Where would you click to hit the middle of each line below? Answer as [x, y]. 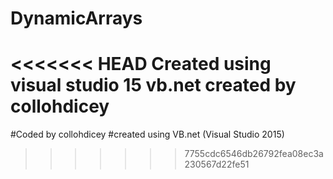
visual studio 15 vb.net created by [153, 85]
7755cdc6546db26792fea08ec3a [254, 154]
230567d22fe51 [217, 164]
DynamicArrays [76, 18]
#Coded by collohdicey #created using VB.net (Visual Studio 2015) [147, 134]
